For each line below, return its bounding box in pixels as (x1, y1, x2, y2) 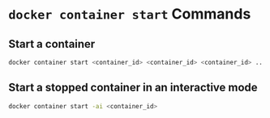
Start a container (8, 37, 96, 51)
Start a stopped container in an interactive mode (8, 81, 258, 95)
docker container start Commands (8, 5, 251, 23)
